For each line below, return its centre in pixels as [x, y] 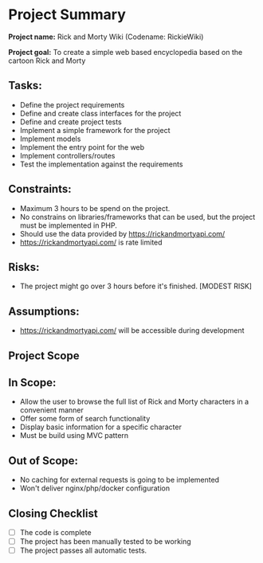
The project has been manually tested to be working [105, 541]
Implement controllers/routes [67, 155]
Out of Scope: [43, 461]
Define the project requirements [72, 104]
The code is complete [55, 533]
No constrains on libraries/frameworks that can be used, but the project [137, 217]
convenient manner [51, 410]
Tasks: [25, 86]
